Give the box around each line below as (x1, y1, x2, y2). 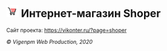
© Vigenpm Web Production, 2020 (6, 38, 93, 45)
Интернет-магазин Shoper (21, 7, 161, 20)
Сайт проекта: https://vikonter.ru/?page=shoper (6, 26, 127, 34)
